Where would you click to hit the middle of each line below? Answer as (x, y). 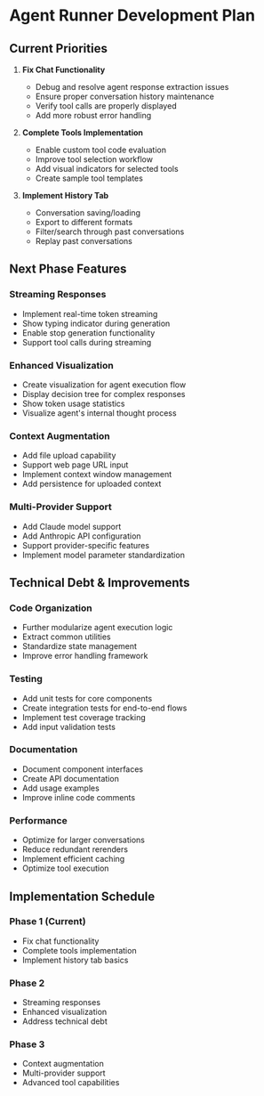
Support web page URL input (75, 465)
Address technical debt (65, 1021)
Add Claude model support (72, 526)
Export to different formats (84, 222)
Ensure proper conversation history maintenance (125, 96)
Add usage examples (60, 788)
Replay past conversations (84, 241)
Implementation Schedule (82, 896)
